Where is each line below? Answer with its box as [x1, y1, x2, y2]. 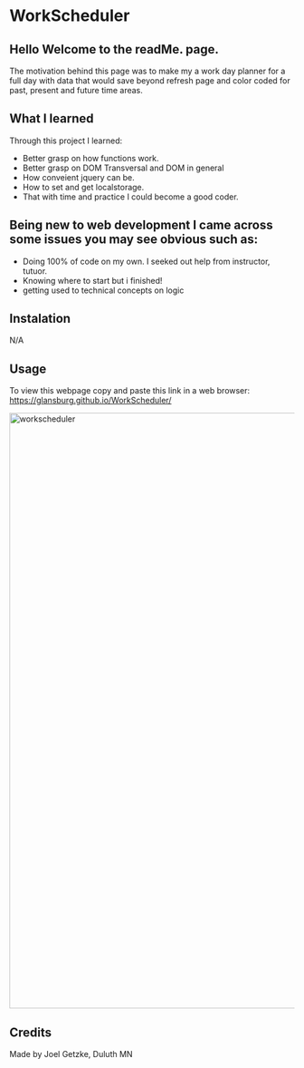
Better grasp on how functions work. [22, 152, 160, 163]
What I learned [9, 111, 94, 127]
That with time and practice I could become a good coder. [22, 191, 239, 202]
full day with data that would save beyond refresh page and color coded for [9, 75, 291, 86]
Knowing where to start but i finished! [22, 275, 163, 286]
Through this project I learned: [9, 135, 123, 146]
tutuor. [22, 265, 48, 277]
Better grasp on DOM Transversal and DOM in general [22, 162, 224, 173]
